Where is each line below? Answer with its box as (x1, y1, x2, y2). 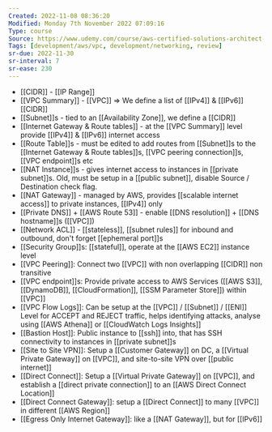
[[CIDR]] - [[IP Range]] (19, 87, 96, 96)
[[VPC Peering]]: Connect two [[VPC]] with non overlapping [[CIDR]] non (19, 259, 263, 268)
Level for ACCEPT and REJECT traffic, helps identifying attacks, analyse (19, 310, 261, 320)
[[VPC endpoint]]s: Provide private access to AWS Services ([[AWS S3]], (19, 276, 263, 286)
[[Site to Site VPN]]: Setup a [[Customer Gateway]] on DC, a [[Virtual (19, 345, 249, 355)
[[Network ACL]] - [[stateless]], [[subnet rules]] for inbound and (19, 225, 234, 234)
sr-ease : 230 (8, 65, 53, 73)
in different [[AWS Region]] (19, 405, 111, 415)
